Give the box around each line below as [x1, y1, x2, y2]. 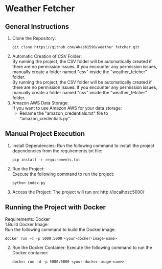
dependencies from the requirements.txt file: [12, 147, 103, 154]
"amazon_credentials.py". [19, 116, 71, 121]
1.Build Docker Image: [5, 221, 49, 227]
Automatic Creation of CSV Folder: [12, 53, 82, 59]
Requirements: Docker [5, 216, 50, 222]
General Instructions [5, 22, 69, 31]
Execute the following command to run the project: [12, 171, 115, 177]
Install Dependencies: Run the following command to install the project [12, 143, 155, 148]
